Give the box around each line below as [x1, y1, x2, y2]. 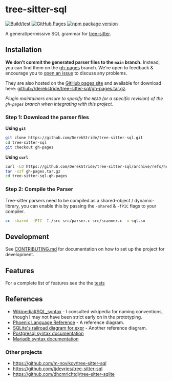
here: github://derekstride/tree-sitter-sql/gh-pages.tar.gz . [5, 85, 127, 91]
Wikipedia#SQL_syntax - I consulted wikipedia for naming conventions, [12, 308, 163, 314]
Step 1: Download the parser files [5, 113, 90, 121]
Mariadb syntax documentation [12, 335, 79, 342]
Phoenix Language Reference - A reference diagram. [12, 319, 124, 326]
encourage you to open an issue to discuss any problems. [5, 70, 127, 76]
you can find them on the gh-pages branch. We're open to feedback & [5, 64, 154, 70]
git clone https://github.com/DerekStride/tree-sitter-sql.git [5, 135, 143, 141]
